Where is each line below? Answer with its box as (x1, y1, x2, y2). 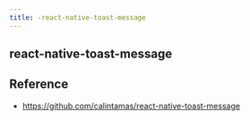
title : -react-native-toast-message (9, 13, 146, 22)
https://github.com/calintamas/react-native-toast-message (22, 100, 240, 111)
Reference (9, 77, 69, 92)
